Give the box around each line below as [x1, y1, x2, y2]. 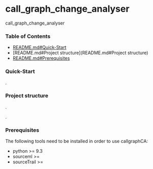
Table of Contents [5, 33, 51, 40]
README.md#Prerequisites [12, 55, 70, 61]
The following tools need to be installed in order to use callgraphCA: [5, 138, 148, 144]
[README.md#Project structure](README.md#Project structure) [12, 50, 148, 56]
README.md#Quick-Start [12, 44, 67, 51]
